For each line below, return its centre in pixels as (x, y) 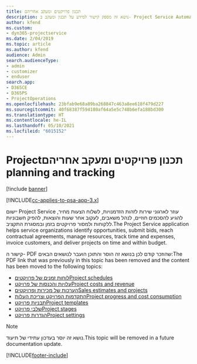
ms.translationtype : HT (35, 115)
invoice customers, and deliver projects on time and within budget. (86, 242)
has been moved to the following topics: (54, 266)
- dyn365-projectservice (36, 33)
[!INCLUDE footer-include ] (37, 355)
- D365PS (17, 93)
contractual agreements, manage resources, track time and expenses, (91, 236)
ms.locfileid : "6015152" (36, 131)
